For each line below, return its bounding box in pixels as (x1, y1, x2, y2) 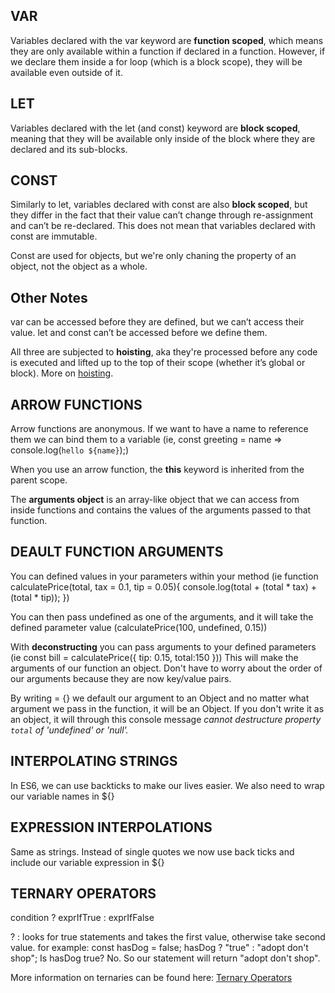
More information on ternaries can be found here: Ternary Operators (10, 972, 293, 984)
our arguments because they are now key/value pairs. (10, 672, 232, 684)
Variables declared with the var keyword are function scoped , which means (10, 34, 324, 46)
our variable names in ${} (10, 790, 115, 802)
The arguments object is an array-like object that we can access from (10, 494, 300, 506)
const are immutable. (10, 230, 98, 243)
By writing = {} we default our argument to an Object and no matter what (10, 692, 310, 704)
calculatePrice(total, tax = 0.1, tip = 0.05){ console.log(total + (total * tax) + (10, 580, 318, 593)
